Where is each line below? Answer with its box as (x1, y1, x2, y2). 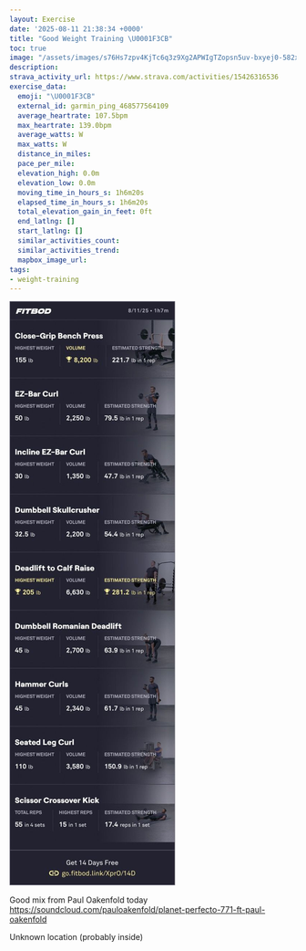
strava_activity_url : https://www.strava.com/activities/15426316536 (9, 73, 280, 82)
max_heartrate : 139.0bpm (17, 120, 112, 130)
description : (9, 63, 59, 72)
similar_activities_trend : (17, 246, 120, 255)
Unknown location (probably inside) (9, 932, 144, 943)
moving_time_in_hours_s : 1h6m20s (17, 188, 145, 197)
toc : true (9, 44, 47, 53)
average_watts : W (17, 131, 84, 140)
